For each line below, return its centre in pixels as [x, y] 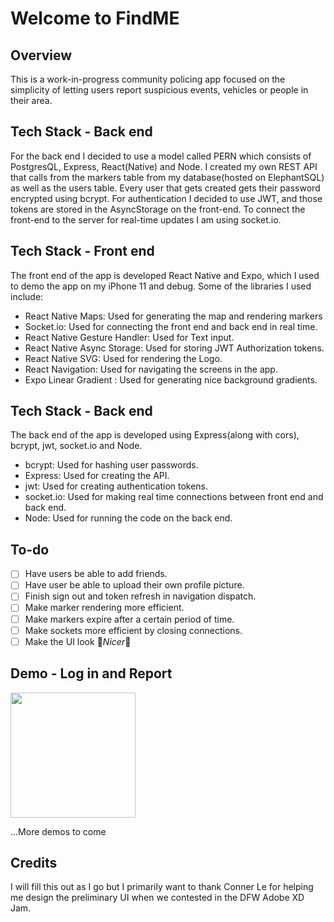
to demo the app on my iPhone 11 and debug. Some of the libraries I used [161, 286]
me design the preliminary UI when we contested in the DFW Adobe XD [157, 898]
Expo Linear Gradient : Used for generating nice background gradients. [171, 379]
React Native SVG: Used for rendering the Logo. [123, 358]
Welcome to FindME [95, 18]
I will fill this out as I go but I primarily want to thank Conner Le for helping [162, 887]
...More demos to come [58, 831]
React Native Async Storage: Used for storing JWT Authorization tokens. [174, 348]
